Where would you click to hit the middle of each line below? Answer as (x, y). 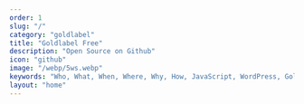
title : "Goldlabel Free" (56, 43)
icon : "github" (38, 60)
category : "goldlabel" (52, 34)
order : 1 (26, 18)
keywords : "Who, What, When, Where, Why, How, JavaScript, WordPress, (145, 77)
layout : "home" (38, 85)
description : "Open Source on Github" (82, 52)
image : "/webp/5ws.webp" (56, 69)
